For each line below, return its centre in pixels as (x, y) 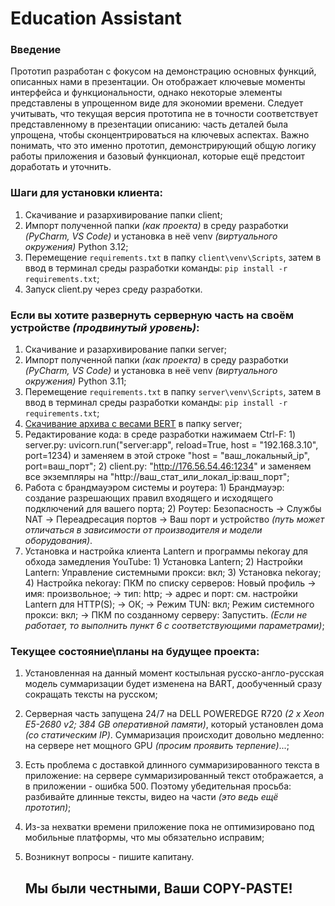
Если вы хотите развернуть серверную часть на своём (152, 315)
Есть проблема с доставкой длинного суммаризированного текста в (172, 765)
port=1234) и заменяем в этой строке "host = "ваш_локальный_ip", (167, 456)
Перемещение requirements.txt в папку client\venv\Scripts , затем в (173, 257)
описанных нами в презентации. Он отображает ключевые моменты (158, 82)
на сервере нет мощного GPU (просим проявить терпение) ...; (157, 746)
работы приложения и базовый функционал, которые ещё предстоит (158, 156)
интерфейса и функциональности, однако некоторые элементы (146, 93)
